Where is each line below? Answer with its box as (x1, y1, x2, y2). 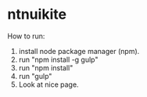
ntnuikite (7, 5, 67, 23)
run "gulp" (18, 71, 52, 81)
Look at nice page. (18, 80, 79, 89)
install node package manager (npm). (18, 46, 140, 56)
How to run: (7, 31, 45, 41)
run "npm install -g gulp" (18, 55, 99, 64)
